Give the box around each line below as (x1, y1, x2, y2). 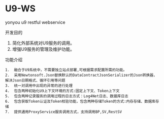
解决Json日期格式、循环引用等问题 (5, 78, 66, 83)
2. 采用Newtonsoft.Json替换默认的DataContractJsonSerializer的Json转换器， (5, 73, 158, 78)
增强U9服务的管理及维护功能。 (12, 46, 75, 52)
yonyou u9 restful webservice (5, 19, 66, 25)
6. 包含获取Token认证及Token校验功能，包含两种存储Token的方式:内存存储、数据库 (5, 99, 156, 104)
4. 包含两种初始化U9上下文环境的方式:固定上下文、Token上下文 (5, 88, 120, 93)
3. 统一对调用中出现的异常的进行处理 (5, 83, 73, 88)
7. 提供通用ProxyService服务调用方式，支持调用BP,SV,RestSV (5, 109, 122, 114)
